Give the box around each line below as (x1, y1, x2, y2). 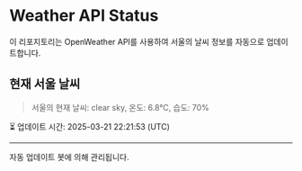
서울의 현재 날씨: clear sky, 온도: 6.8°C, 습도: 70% (31, 102, 209, 112)
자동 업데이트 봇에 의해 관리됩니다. (9, 151, 129, 162)
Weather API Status (9, 5, 159, 26)
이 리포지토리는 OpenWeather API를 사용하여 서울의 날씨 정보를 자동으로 (9, 36, 265, 47)
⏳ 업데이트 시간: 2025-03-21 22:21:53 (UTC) (9, 121, 171, 131)
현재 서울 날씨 (9, 76, 81, 92)
